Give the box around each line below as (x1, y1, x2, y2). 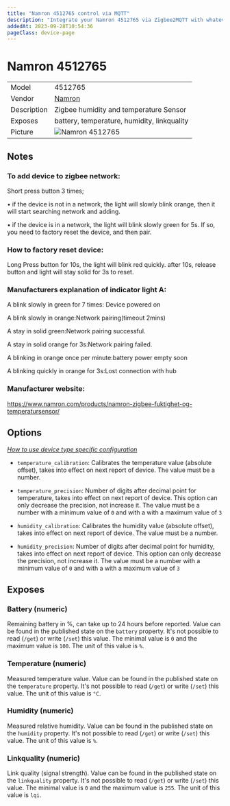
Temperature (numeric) (7, 659, 87, 669)
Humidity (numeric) (7, 706, 74, 715)
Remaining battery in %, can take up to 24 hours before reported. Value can (7, 620, 221, 628)
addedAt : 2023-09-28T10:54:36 (7, 23, 94, 29)
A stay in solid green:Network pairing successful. (7, 327, 146, 335)
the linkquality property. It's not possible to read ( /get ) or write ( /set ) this (7, 777, 219, 785)
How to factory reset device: (7, 245, 104, 254)
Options (7, 427, 42, 439)
